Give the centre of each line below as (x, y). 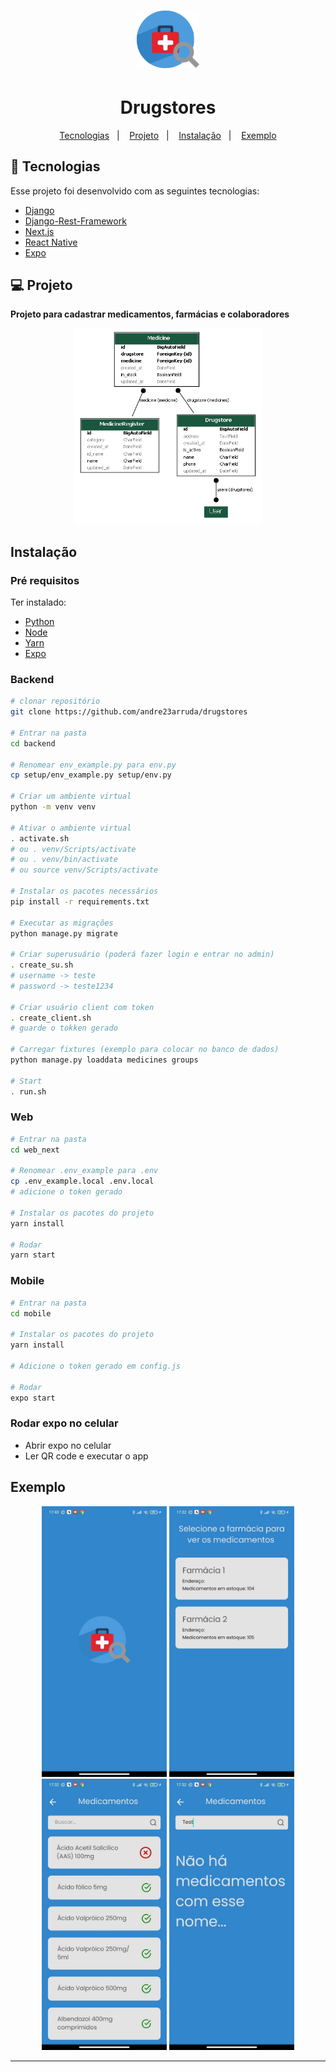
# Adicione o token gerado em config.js (96, 1366)
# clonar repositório (55, 701)
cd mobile (31, 1313)
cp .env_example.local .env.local (82, 1181)
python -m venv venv (53, 807)
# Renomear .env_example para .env (84, 1171)
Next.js (39, 231)
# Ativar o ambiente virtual (71, 828)
